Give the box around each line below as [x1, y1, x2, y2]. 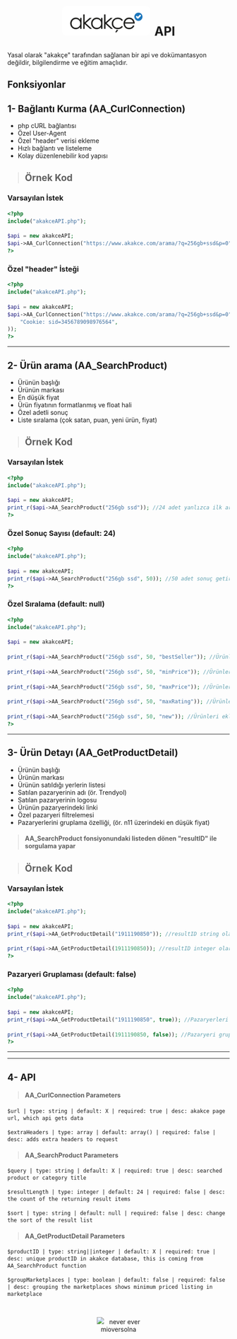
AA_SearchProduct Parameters [24, 1151, 119, 1159]
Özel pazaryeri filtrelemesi [17, 810, 95, 819]
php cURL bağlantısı [17, 121, 76, 129]
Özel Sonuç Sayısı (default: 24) [7, 528, 116, 538]
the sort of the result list [7, 1217, 93, 1224]
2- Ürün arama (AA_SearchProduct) [7, 359, 168, 371]
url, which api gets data [7, 1114, 83, 1122]
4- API [7, 1071, 37, 1083]
